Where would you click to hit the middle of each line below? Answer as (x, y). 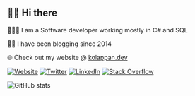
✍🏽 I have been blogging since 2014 (59, 44)
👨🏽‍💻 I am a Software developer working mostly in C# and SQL (98, 30)
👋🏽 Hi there (32, 13)
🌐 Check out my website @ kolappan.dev (67, 57)
